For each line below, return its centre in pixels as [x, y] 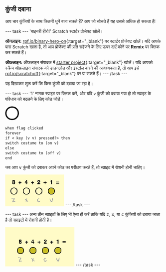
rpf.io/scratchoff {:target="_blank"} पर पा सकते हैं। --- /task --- [67, 73]
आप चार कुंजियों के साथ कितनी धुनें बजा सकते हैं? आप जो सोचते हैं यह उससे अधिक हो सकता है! [81, 21]
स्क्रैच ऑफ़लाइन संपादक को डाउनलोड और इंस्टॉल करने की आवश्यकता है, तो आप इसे [72, 68]
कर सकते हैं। [16, 52]
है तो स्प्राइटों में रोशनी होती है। [29, 220]
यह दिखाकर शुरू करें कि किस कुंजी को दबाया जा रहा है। [49, 83]
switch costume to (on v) [32, 143]
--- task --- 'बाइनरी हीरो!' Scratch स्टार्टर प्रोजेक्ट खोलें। [54, 31]
